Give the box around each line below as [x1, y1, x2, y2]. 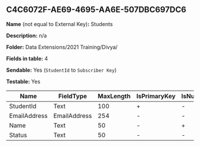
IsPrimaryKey [136, 92, 176, 100]
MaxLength [97, 92, 131, 100]
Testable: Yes [6, 78, 40, 85]
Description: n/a [6, 32, 47, 39]
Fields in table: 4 [6, 55, 48, 62]
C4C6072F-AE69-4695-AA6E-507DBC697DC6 [6, 5, 186, 15]
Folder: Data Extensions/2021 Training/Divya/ [6, 43, 118, 50]
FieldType [58, 92, 87, 100]
